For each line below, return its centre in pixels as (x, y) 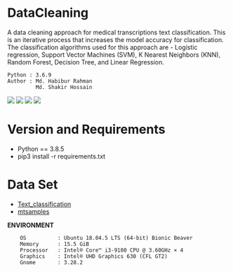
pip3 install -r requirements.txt (61, 156)
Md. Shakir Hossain (64, 87)
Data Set (33, 185)
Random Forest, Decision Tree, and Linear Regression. (86, 62)
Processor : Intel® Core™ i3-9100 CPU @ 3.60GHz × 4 (102, 250)
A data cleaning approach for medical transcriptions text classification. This (116, 32)
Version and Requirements (86, 129)
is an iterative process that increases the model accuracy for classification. (115, 39)
